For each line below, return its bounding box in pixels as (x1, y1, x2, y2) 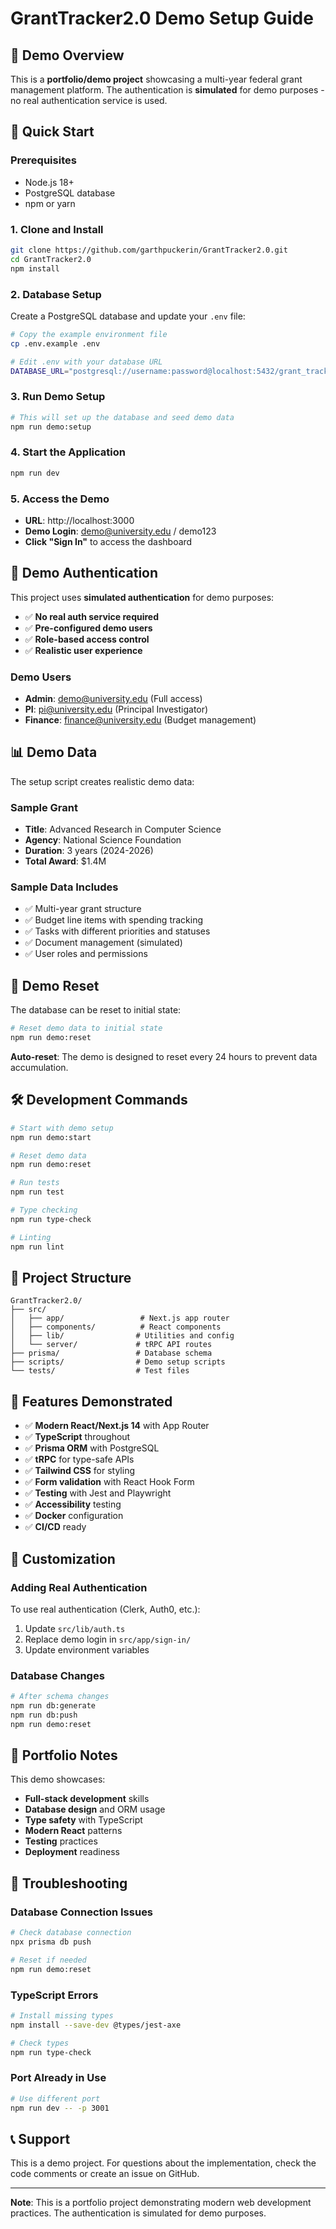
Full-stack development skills (24, 1793, 150, 1805)
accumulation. (10, 1062, 69, 1073)
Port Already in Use (10, 2071, 107, 2085)
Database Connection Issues (10, 1905, 154, 1919)
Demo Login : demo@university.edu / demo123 (24, 525, 217, 537)
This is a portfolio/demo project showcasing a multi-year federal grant (10, 73, 303, 85)
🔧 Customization (10, 1550, 116, 1567)
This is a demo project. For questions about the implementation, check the (10, 2157, 317, 2169)
